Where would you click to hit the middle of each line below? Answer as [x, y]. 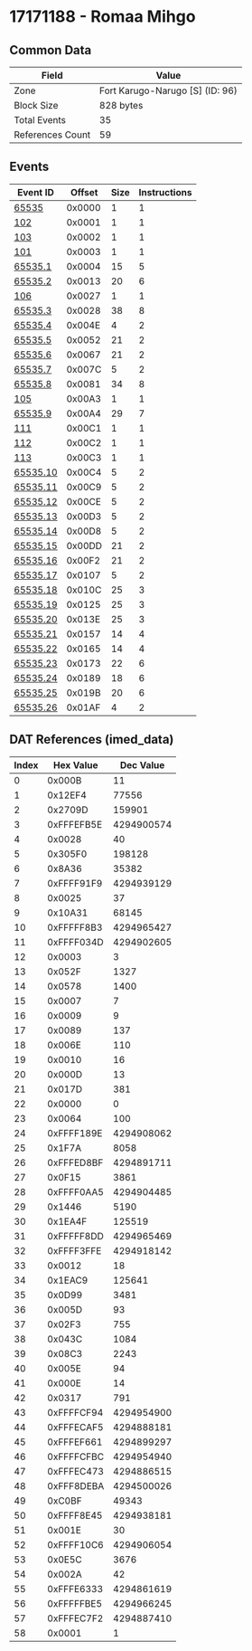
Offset [84, 192]
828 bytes [121, 105]
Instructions [165, 192]
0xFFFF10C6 [75, 1544]
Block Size [36, 105]
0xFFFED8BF [75, 1162]
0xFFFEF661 [75, 1442]
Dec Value [142, 764]
